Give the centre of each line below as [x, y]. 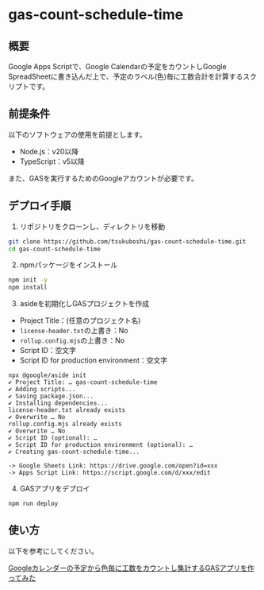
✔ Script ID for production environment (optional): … [101, 445]
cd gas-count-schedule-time [55, 249]
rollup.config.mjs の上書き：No [72, 340]
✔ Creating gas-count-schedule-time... [74, 452]
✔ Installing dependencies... [58, 403]
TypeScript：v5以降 [52, 161]
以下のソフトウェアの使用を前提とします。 [77, 134]
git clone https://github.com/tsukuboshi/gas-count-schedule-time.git [127, 241]
